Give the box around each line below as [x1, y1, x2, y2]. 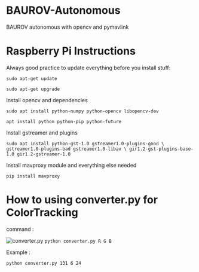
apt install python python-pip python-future [6, 118, 121, 124]
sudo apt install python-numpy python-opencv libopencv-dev [6, 108, 160, 114]
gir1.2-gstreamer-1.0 [17, 151, 71, 157]
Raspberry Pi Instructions [6, 44, 136, 58]
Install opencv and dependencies [6, 96, 88, 103]
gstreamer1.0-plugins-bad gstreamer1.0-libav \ [6, 146, 127, 152]
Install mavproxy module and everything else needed [6, 161, 137, 169]
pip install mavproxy [6, 173, 60, 179]
